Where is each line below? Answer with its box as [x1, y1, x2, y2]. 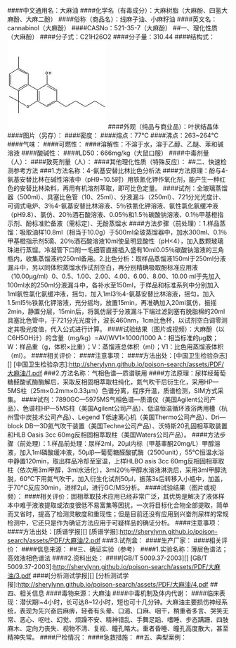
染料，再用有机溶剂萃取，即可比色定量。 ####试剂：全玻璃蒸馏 [44, 184, 228, 192]
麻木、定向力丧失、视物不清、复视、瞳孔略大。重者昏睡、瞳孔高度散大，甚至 [7, 624, 229, 633]
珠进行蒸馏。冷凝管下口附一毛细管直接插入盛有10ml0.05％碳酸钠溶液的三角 [7, 246, 225, 254]
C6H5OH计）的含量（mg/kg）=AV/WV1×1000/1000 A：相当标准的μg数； [7, 334, 219, 342]
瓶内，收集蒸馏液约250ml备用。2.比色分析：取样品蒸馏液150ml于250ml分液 [7, 254, 226, 263]
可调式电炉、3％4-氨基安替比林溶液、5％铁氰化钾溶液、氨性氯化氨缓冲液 [7, 201, 219, 210]
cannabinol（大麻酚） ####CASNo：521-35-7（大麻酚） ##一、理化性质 [7, 24, 218, 32]
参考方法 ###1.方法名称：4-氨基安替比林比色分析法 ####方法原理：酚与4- [13, 166, 228, 175]
